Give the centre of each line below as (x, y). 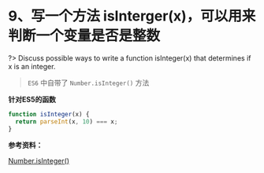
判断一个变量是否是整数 (84, 36)
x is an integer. (32, 66)
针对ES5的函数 (32, 99)
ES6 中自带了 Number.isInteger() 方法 (88, 83)
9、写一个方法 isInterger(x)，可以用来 (132, 16)
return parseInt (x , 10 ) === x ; (67, 121)
